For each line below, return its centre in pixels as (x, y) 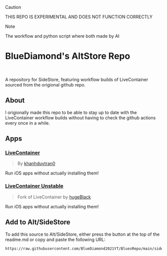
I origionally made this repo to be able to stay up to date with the (71, 112)
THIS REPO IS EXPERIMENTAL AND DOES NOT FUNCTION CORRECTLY (79, 17)
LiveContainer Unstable (34, 186)
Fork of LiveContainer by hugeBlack (54, 197)
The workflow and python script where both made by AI (62, 36)
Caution (13, 7)
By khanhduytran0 (36, 164)
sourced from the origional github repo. (45, 85)
